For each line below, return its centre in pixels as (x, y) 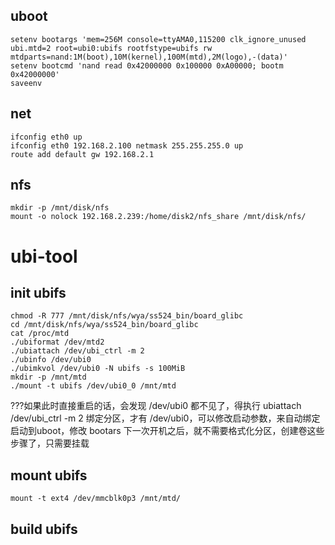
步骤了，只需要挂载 (50, 443)
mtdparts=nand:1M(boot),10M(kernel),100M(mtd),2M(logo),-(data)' (149, 57)
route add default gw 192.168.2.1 (82, 154)
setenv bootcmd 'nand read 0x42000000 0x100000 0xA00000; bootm (147, 65)
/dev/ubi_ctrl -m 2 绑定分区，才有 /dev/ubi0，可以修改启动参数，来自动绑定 (165, 418)
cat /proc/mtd (40, 334)
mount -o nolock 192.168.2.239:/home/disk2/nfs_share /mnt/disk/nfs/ (158, 217)
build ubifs (44, 529)
